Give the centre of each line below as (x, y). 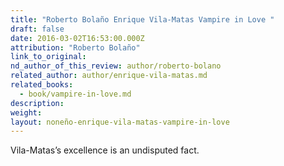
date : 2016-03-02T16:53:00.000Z (77, 38)
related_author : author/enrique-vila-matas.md (109, 76)
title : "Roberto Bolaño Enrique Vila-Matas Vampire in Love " (142, 19)
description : (37, 103)
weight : (26, 112)
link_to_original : (48, 57)
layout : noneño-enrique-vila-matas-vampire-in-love (120, 122)
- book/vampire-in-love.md (75, 94)
